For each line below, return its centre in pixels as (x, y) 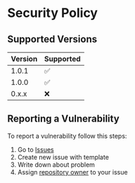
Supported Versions (52, 39)
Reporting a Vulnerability (63, 119)
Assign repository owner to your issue (72, 172)
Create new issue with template (63, 157)
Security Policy (53, 13)
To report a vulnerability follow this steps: (67, 136)
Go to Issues (36, 149)
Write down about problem (56, 165)
